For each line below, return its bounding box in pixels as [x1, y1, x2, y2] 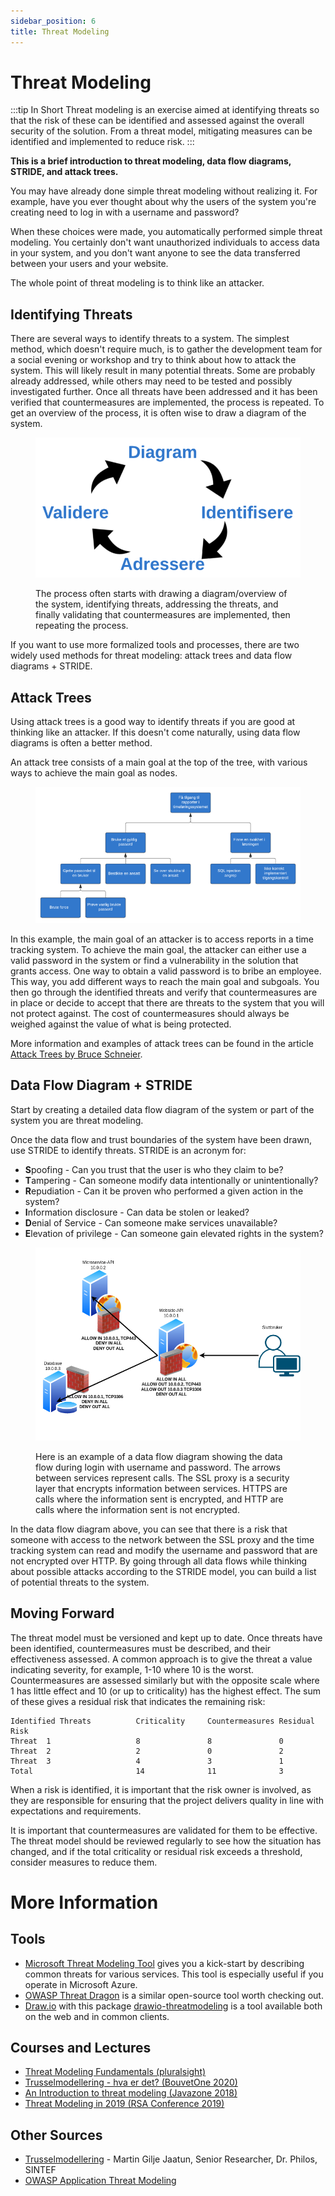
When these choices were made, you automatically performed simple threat [10, 226, 323, 238]
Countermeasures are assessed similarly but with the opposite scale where [10, 1674, 320, 1686]
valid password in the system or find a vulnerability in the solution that [10, 954, 299, 966]
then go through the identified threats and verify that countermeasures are [10, 986, 318, 998]
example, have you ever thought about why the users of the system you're [10, 196, 317, 208]
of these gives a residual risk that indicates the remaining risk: [10, 1695, 266, 1707]
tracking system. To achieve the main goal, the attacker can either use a [10, 943, 307, 955]
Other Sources [10, 2126, 103, 2144]
